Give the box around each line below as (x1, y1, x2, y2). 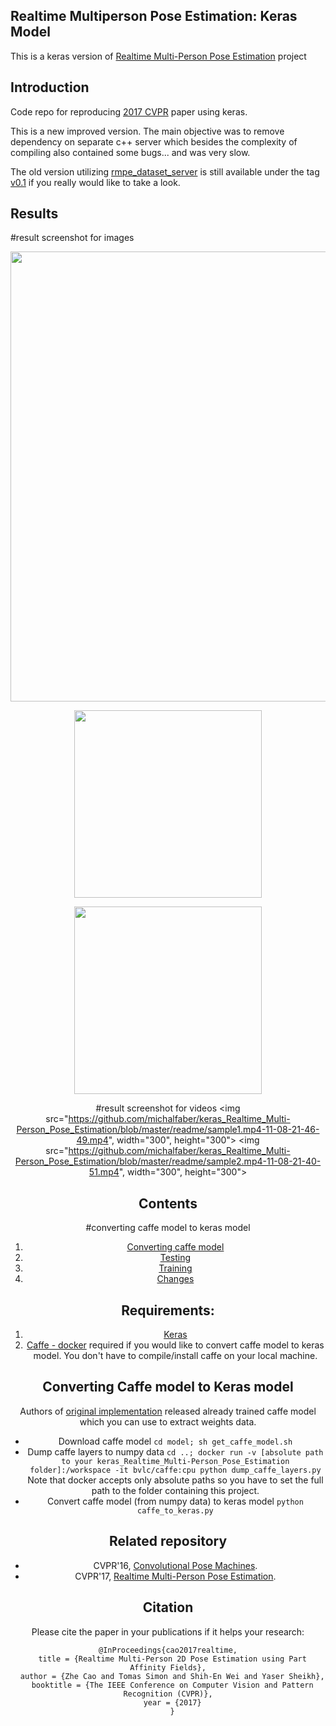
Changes (156, 1273, 195, 1285)
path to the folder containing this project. (91, 1484, 260, 1496)
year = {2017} (143, 1697, 202, 1708)
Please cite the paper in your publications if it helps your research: (31, 1625, 305, 1638)
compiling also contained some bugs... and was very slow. (10, 146, 251, 158)
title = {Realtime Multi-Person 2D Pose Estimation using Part (38, 1654, 307, 1664)
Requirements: (121, 1302, 215, 1319)
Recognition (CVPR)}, (123, 1689, 213, 1699)
